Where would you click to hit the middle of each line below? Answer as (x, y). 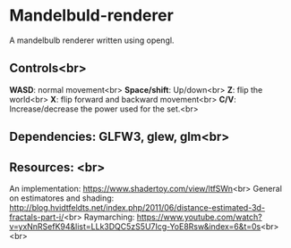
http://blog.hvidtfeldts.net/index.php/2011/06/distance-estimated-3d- (137, 207)
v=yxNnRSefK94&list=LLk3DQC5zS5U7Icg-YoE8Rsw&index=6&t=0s (135, 226)
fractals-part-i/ (37, 217)
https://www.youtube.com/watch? (199, 217)
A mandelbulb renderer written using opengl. (92, 40)
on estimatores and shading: (62, 198)
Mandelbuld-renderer (92, 16)
